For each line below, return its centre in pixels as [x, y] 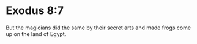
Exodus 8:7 [35, 11]
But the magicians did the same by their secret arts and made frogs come [98, 28]
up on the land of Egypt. [36, 34]
